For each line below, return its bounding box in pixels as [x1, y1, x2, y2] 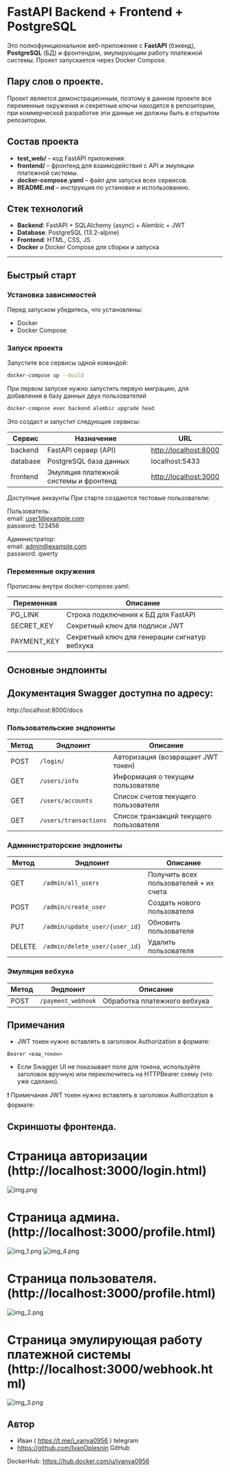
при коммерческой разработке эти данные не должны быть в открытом [7, 108, 220, 117]
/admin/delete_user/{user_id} [42, 942, 142, 951]
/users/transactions [40, 816, 107, 824]
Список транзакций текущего [113, 811, 212, 820]
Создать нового [147, 898, 201, 907]
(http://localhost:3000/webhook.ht [7, 1361, 214, 1377]
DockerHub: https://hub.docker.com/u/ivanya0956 [7, 1457, 150, 1465]
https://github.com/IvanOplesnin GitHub [16, 1444, 130, 1452]
